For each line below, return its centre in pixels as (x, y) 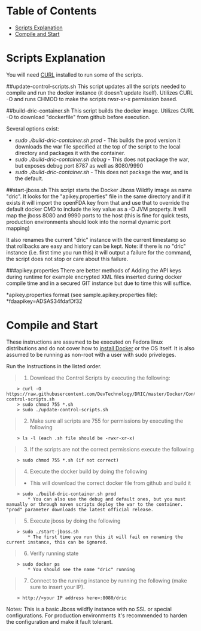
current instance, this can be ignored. (57, 542)
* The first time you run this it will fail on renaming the (106, 537)
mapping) (18, 228)
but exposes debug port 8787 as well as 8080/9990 (79, 165)
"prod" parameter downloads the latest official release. (80, 509)
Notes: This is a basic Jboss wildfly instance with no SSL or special (89, 609)
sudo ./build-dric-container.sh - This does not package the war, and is (101, 172)
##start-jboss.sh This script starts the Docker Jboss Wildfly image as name (99, 190)
